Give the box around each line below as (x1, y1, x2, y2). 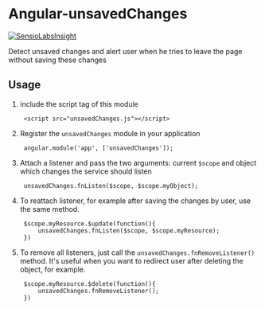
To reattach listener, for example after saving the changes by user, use (19, 196, 251, 205)
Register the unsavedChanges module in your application (19, 128, 201, 138)
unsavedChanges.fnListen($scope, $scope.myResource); (37, 226, 220, 235)
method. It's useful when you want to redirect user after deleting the (19, 256, 244, 265)
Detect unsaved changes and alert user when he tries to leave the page (8, 46, 243, 56)
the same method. (19, 204, 80, 213)
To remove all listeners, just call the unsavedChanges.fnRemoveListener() (19, 248, 255, 257)
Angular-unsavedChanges (8, 5, 188, 23)
